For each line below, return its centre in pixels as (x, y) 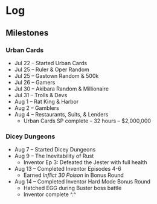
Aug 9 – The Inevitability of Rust (54, 156)
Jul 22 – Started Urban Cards (51, 63)
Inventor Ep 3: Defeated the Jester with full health (85, 162)
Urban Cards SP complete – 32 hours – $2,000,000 (87, 121)
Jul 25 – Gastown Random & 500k (56, 75)
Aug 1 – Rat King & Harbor (46, 101)
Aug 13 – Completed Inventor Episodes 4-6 (68, 169)
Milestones (27, 33)
